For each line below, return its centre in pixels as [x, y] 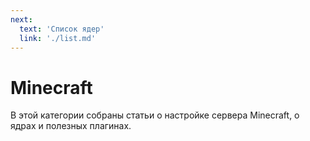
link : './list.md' [58, 38]
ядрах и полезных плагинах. [71, 126]
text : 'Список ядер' [62, 29]
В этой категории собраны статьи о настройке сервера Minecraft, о [155, 115]
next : [21, 19]
